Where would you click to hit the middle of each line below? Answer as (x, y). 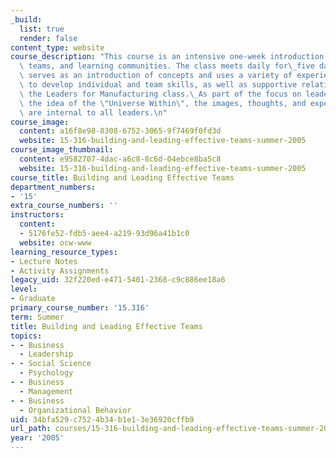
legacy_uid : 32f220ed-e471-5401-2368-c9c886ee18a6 (118, 280)
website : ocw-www (55, 242)
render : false (48, 38)
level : (24, 289)
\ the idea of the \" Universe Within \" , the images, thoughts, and (163, 103)
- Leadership (46, 354)
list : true (42, 29)
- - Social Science (51, 364)
